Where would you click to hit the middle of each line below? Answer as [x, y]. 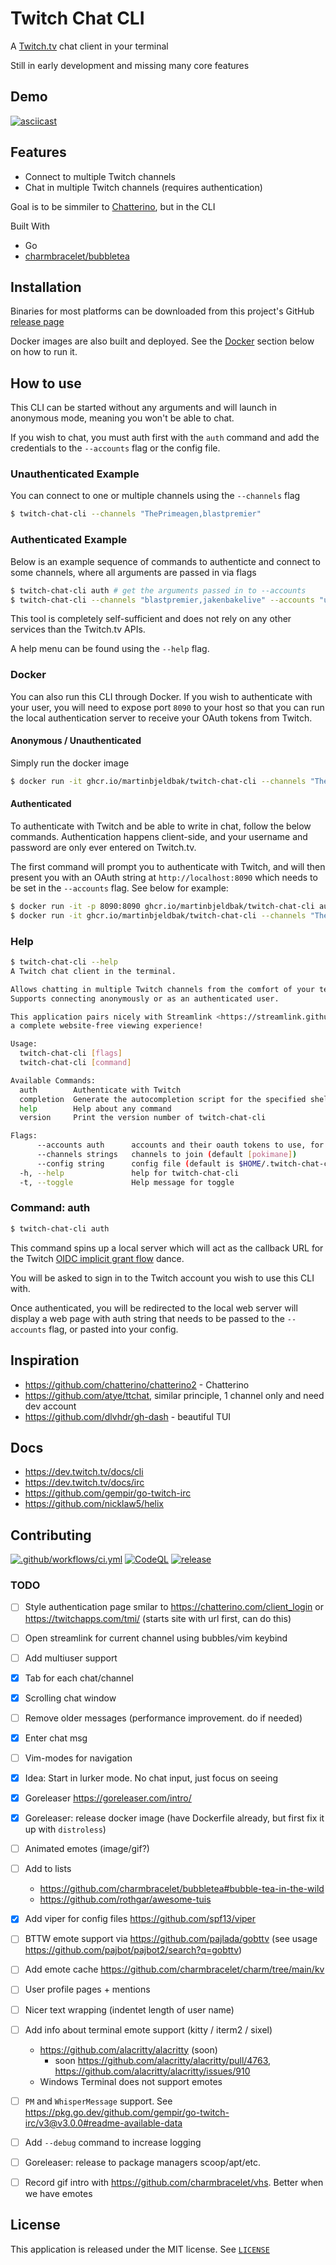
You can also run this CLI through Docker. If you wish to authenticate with [161, 696]
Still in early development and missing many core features [130, 65]
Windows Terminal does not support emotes [131, 2081]
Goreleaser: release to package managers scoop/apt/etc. [143, 2162]
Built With [30, 226]
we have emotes [58, 2193]
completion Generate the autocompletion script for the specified [163, 1099]
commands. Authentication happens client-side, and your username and [159, 836]
